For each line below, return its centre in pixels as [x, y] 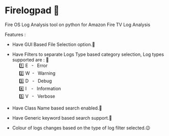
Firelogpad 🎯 [32, 10]
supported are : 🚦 [30, 60]
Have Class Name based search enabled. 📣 [57, 108]
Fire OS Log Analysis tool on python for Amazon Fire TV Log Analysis [78, 25]
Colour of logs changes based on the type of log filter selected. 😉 [81, 128]
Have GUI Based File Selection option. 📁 [54, 44]
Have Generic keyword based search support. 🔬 [62, 118]
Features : [15, 34]
